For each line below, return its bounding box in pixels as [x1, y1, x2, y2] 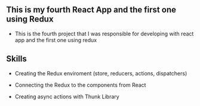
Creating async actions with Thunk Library [14, 93, 119, 100]
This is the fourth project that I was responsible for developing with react [14, 30, 194, 37]
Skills [6, 54, 27, 64]
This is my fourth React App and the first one [6, 5, 176, 15]
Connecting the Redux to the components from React [14, 81, 146, 89]
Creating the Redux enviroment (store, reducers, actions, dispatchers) [14, 69, 187, 77]
